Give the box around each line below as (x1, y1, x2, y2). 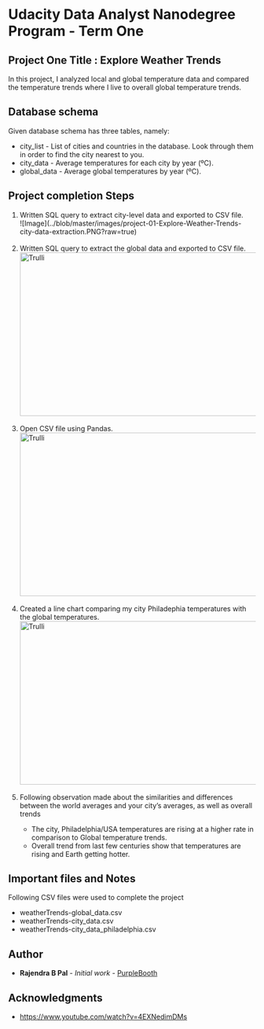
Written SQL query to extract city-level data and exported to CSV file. (19, 210, 244, 219)
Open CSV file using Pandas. (19, 423, 114, 433)
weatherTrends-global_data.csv (19, 908, 123, 917)
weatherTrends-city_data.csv (19, 917, 114, 926)
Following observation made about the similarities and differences (19, 792, 233, 802)
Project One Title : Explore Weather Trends (8, 53, 222, 67)
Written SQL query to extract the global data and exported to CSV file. (19, 244, 246, 253)
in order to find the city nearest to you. (19, 149, 145, 159)
